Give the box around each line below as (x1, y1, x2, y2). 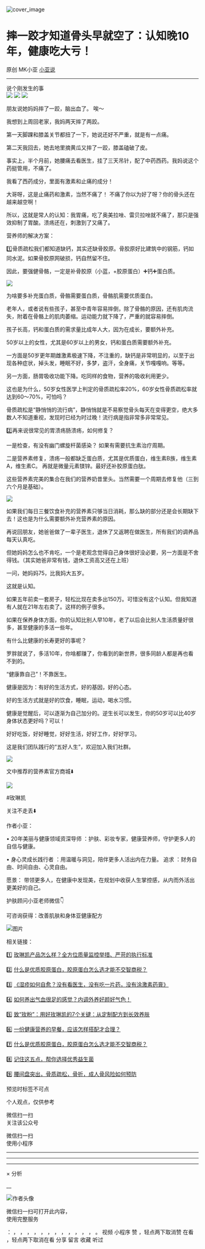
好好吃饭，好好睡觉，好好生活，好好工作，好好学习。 (6, 730, 140, 737)
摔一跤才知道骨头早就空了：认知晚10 (6, 29, 189, 43)
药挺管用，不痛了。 (6, 164, 55, 171)
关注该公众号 (6, 1119, 38, 1126)
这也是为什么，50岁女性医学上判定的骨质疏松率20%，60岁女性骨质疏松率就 (6, 385, 197, 392)
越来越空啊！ (6, 198, 38, 205)
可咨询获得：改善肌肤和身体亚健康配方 (6, 912, 103, 919)
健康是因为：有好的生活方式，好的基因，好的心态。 (6, 683, 135, 691)
